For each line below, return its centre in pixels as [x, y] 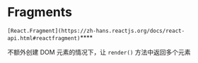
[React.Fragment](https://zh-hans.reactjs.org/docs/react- [96, 31]
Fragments [40, 12]
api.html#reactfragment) [44, 38]
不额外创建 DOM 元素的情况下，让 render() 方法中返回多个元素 [99, 52]
